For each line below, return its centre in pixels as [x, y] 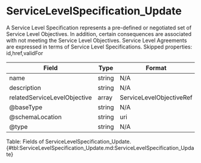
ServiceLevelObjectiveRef [156, 97]
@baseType [26, 107]
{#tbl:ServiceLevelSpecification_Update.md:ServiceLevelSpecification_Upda [100, 147]
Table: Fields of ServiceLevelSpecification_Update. [69, 141]
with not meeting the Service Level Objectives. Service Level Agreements [97, 40]
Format [156, 68]
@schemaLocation [35, 117]
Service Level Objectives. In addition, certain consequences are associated [99, 34]
